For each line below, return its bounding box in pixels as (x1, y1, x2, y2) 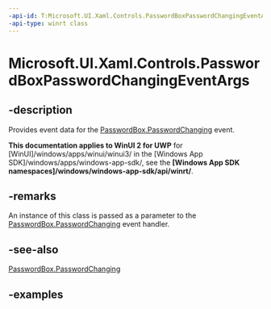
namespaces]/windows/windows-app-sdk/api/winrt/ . (8, 166, 194, 176)
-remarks (8, 189, 56, 203)
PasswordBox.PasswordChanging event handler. (8, 219, 170, 229)
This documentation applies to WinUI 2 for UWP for (8, 140, 183, 150)
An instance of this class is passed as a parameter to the (8, 211, 197, 220)
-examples (8, 287, 64, 301)
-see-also (8, 243, 59, 257)
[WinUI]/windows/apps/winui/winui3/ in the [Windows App (8, 148, 203, 158)
